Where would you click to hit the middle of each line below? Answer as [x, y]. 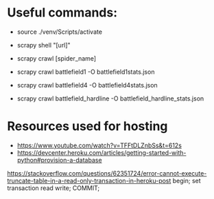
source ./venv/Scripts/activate [60, 32]
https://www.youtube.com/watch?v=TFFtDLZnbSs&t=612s [99, 145]
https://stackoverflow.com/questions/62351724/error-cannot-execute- [107, 173]
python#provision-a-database [59, 160]
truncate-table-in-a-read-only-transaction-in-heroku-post [89, 180]
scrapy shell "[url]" [44, 45]
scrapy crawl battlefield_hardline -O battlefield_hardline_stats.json [110, 98]
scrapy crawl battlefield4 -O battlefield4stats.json [87, 85]
